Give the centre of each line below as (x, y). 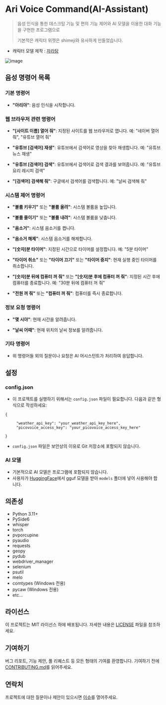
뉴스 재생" (22, 154)
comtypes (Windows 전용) (39, 583)
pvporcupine (25, 535)
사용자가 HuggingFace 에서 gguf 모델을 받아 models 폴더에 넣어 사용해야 (82, 478)
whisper (21, 524)
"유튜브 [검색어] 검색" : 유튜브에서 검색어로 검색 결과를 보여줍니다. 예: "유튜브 (86, 164)
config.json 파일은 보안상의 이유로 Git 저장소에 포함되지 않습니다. (76, 446)
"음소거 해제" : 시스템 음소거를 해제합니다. (52, 239)
